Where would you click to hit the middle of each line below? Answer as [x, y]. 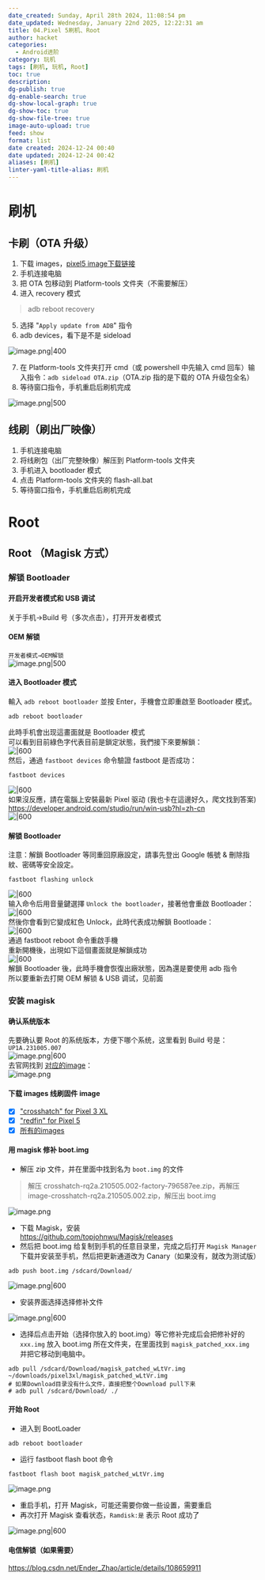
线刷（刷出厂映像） [55, 430]
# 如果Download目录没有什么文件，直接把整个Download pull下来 [102, 1384]
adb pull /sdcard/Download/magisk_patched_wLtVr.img [97, 1369]
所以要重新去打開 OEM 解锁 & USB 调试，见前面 [86, 978]
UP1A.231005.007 [35, 1049]
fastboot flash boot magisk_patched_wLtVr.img [86, 1474]
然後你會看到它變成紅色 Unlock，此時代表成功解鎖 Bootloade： [111, 922]
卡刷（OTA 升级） [51, 243]
